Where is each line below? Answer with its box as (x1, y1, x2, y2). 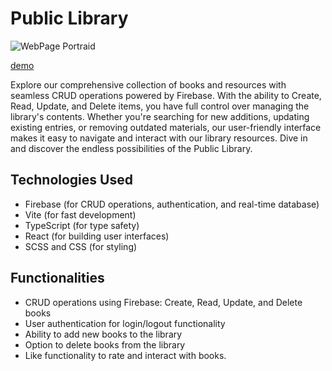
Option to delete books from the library (24, 338, 186, 351)
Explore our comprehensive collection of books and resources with (10, 78, 287, 91)
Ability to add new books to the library (24, 328, 183, 340)
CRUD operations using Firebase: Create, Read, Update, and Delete (24, 296, 303, 308)
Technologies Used (10, 172, 133, 189)
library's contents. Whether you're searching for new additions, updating (10, 110, 310, 122)
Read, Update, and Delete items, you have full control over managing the (10, 100, 310, 112)
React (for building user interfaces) (24, 230, 170, 242)
